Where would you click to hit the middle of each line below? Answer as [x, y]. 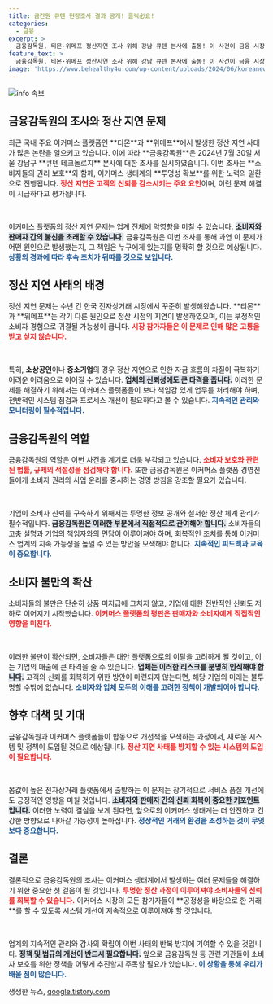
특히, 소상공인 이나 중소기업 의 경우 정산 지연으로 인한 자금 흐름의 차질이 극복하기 [134, 370]
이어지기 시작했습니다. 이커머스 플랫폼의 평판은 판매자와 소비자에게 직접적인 [142, 613]
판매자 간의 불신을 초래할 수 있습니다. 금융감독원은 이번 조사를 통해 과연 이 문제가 [135, 236]
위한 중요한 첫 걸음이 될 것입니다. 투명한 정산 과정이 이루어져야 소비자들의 [132, 890]
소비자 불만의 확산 [50, 582]
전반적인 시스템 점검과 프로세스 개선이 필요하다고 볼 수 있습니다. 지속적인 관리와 [134, 401]
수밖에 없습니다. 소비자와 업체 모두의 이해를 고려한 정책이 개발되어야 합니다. [141, 687]
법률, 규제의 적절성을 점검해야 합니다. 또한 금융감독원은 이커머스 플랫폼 [128, 470]
